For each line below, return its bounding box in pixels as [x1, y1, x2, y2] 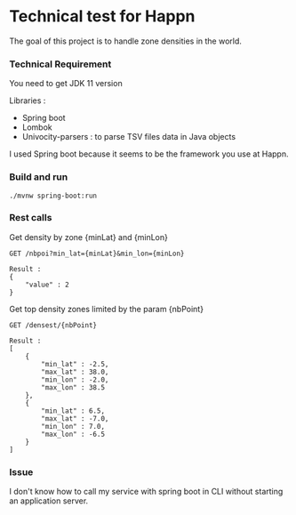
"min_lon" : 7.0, [41, 422, 105, 431]
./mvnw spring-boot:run [9, 191, 98, 200]
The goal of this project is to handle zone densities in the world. [9, 36, 243, 46]
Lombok [21, 122, 53, 133]
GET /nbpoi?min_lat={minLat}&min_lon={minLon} [9, 249, 185, 258]
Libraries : [9, 95, 46, 106]
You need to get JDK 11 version [9, 78, 123, 89]
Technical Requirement [9, 58, 112, 70]
